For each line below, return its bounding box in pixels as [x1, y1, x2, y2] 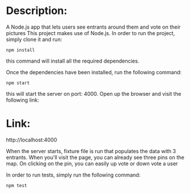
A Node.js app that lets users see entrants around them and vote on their [6, 23, 181, 30]
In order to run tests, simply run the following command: [6, 171, 141, 178]
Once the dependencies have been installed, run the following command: [6, 68, 182, 75]
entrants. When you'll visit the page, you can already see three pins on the [6, 154, 185, 161]
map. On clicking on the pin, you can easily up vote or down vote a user [6, 160, 178, 167]
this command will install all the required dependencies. [6, 57, 140, 64]
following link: [6, 96, 40, 103]
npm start [6, 80, 30, 86]
